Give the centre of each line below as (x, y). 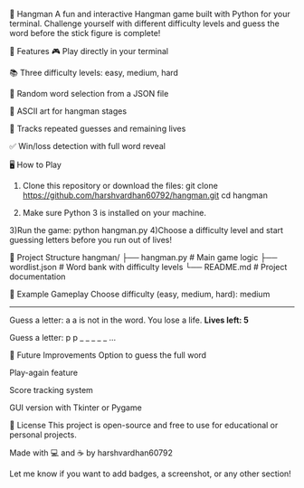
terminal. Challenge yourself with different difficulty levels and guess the (145, 23)
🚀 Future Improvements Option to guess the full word (108, 355)
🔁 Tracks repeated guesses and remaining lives (98, 128)
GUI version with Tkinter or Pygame (76, 408)
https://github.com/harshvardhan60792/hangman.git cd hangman (145, 195)
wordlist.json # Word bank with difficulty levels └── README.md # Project (148, 267)
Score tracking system (51, 390)
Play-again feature (44, 372)
